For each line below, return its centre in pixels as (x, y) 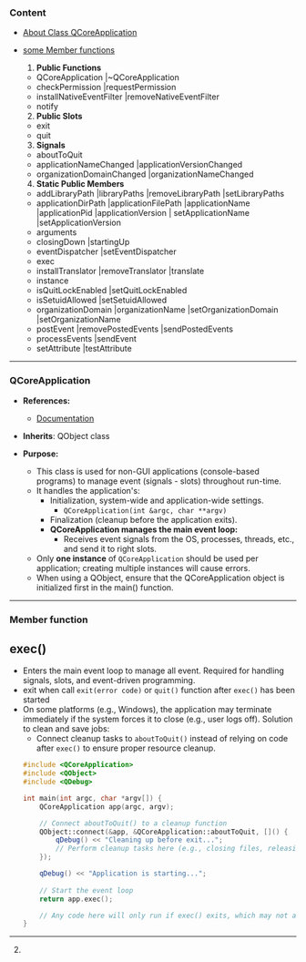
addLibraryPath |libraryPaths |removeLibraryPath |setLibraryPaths (160, 194)
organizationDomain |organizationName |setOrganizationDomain (157, 310)
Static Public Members (80, 184)
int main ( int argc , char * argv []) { (92, 798)
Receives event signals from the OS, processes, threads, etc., (178, 538)
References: (46, 400)
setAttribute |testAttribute (84, 349)
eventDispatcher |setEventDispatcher (107, 251)
